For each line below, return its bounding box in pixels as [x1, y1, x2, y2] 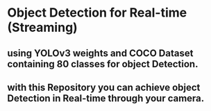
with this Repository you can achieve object [7, 81, 201, 93]
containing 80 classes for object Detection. [7, 58, 199, 70]
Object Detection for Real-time [7, 5, 187, 21]
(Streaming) [7, 19, 78, 35]
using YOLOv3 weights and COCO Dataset [7, 47, 194, 59]
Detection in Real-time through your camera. [7, 92, 205, 104]
